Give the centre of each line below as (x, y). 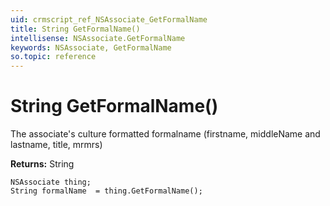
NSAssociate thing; (51, 182)
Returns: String (42, 164)
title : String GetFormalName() (75, 29)
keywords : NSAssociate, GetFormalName (91, 47)
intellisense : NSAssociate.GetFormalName (98, 38)
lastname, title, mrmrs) (56, 145)
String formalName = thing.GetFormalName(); (106, 191)
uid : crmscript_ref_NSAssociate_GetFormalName (109, 19)
